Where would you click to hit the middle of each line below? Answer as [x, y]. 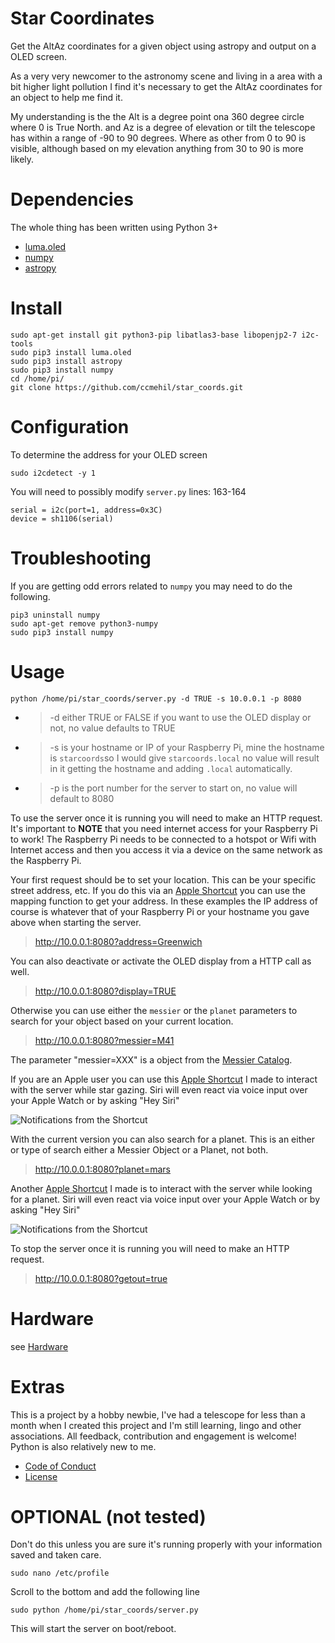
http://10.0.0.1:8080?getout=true [101, 1278]
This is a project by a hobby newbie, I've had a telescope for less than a [158, 1414]
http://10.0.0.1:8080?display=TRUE [105, 991]
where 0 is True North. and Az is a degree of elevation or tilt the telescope [163, 127]
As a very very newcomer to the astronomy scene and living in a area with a [166, 76]
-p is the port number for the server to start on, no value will [173, 788]
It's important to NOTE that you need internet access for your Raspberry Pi [164, 828]
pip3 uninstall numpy [55, 615]
